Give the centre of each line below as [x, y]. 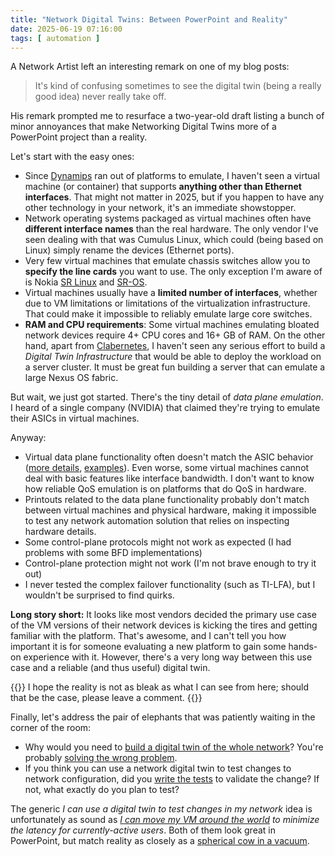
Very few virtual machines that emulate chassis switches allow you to [167, 261]
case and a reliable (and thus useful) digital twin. [110, 668]
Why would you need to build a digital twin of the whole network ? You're [174, 747]
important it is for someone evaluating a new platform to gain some [148, 647]
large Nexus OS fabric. [71, 378]
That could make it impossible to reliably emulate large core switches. [168, 314]
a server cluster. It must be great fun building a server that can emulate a [175, 367]
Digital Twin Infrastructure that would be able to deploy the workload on [173, 357]
